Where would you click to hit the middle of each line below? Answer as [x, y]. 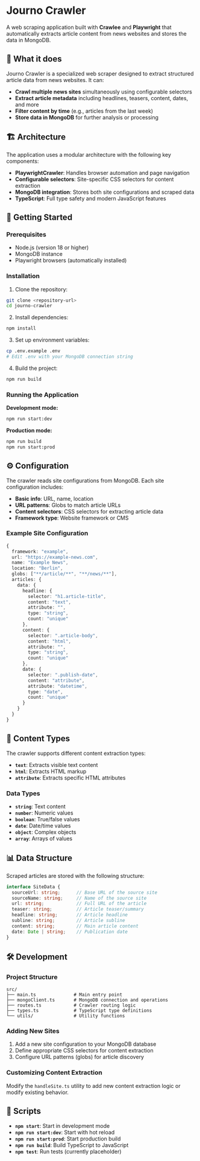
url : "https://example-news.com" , [55, 557]
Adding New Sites [33, 1031]
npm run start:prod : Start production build [68, 1139]
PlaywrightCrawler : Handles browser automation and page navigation [102, 173]
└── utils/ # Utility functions [66, 1016]
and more [27, 104]
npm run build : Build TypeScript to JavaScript [72, 1145]
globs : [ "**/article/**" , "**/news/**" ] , [64, 574]
